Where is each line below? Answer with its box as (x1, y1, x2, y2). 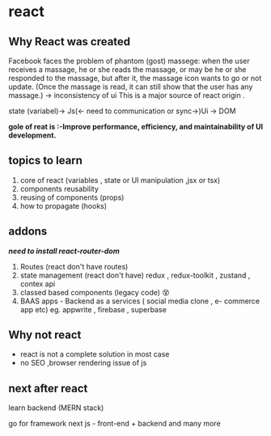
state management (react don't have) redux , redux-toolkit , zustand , (19, 270, 251, 280)
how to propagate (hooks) (19, 201, 108, 210)
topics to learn (8, 154, 83, 167)
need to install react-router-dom (8, 246, 120, 256)
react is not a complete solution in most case (19, 349, 170, 359)
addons (8, 225, 48, 239)
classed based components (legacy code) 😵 (19, 287, 170, 297)
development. (8, 130, 57, 140)
